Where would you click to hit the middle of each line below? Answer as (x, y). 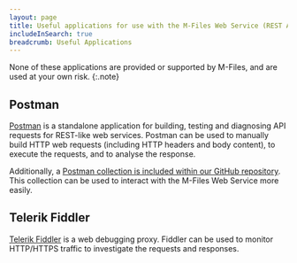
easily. (21, 190)
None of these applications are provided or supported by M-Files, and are (144, 67)
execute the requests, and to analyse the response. (103, 154)
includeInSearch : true (51, 34)
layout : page (33, 17)
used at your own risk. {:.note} (64, 77)
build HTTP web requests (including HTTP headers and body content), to (142, 145)
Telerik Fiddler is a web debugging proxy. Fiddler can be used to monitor (141, 239)
